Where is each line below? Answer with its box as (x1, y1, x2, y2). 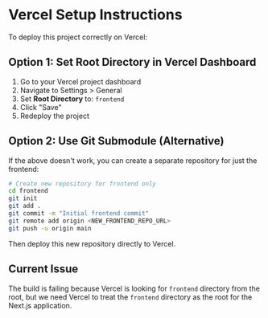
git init (8, 194, 38, 202)
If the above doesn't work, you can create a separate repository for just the (8, 155, 258, 165)
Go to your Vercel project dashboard (19, 76, 142, 86)
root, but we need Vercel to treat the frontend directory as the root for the (8, 291, 253, 302)
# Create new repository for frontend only (8, 179, 157, 188)
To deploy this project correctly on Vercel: (8, 32, 147, 42)
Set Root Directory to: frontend (19, 94, 125, 104)
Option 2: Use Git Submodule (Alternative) (8, 134, 225, 148)
